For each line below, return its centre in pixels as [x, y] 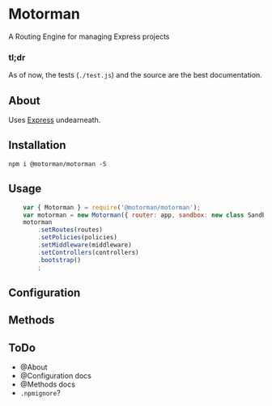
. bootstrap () [59, 260]
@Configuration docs [55, 376]
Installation [37, 145]
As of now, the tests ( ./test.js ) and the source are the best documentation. [136, 75]
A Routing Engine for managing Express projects [89, 36]
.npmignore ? [40, 393]
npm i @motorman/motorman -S [57, 164]
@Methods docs [47, 384]
